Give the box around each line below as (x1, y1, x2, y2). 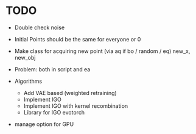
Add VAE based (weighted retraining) (23, 89, 117, 96)
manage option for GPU (14, 120, 74, 128)
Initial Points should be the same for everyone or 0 (14, 35, 141, 43)
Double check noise (14, 24, 65, 31)
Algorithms (14, 77, 43, 85)
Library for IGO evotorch (23, 108, 85, 116)
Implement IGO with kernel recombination (23, 102, 128, 110)
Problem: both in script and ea (14, 65, 91, 73)
